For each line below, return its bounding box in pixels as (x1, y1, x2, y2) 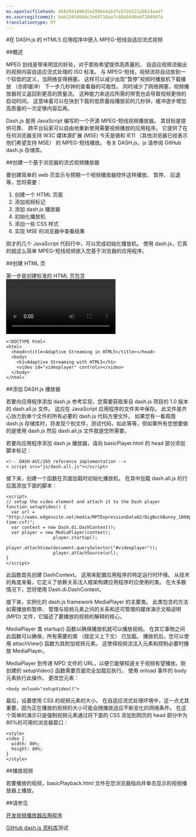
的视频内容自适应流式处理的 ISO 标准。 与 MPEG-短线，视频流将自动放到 (6, 68, 181, 75)
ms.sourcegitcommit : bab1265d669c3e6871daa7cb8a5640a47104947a (6, 14, 163, 20)
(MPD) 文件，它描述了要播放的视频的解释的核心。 (6, 613, 125, 620)
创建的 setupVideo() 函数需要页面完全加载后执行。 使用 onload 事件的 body (6, 667, 187, 674)
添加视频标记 (14, 198, 45, 205)
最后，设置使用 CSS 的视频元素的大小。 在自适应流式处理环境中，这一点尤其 (6, 697, 190, 704)
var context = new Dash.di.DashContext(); (11, 525, 116, 531)
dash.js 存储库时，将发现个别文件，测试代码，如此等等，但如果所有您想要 (6, 420, 183, 427)
